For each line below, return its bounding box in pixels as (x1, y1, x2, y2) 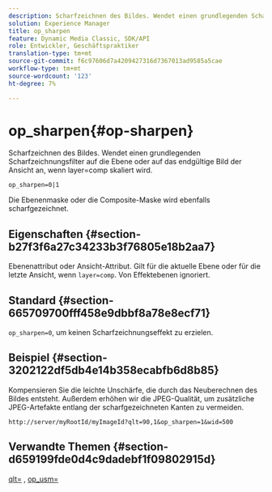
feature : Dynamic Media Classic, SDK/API (8, 34, 151, 43)
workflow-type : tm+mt (8, 65, 82, 73)
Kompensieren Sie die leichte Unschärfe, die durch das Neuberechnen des (8, 385, 257, 395)
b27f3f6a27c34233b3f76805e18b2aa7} (8, 240, 216, 253)
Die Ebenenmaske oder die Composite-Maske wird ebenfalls (8, 195, 210, 205)
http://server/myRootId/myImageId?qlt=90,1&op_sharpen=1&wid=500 (8, 418, 233, 426)
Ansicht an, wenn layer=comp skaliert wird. (8, 165, 153, 175)
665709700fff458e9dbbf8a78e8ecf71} (8, 306, 210, 320)
